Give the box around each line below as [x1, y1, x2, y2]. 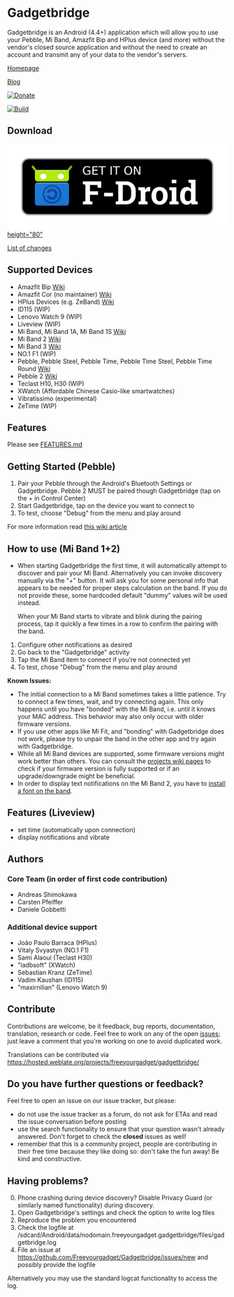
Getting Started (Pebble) [7, 461, 116, 472]
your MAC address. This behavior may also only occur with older [17, 713, 204, 721]
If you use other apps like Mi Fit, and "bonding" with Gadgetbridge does [17, 727, 225, 736]
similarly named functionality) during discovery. [17, 1201, 155, 1210]
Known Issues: [7, 677, 52, 685]
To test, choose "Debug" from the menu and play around [17, 509, 182, 517]
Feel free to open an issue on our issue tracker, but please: [7, 1097, 177, 1105]
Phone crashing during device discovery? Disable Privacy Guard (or [17, 1193, 213, 1202]
